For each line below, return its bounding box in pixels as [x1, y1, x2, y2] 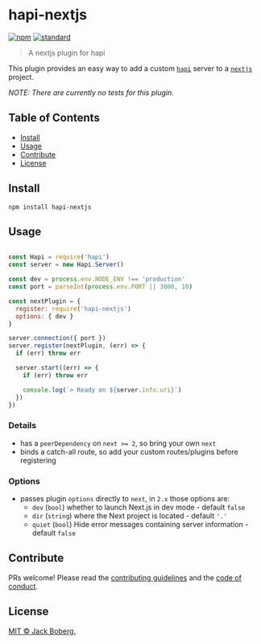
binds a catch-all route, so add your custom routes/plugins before [19, 447, 239, 456]
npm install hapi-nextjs [8, 203, 92, 211]
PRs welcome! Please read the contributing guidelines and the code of [8, 572, 242, 582]
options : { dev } [15, 312, 74, 320]
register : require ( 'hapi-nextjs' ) [15, 305, 131, 313]
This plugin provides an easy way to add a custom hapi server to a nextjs [8, 63, 253, 73]
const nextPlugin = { [8, 297, 81, 305]
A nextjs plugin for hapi [27, 48, 106, 57]
